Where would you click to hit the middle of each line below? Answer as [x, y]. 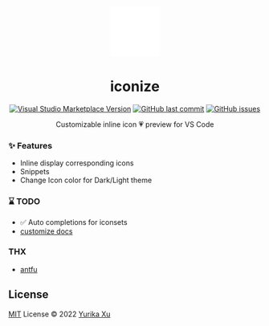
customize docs [46, 231]
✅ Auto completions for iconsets [73, 222]
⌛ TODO [24, 202]
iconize [135, 87]
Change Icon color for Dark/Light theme [86, 180]
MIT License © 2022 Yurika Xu [59, 314]
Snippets [35, 172]
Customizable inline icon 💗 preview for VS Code [135, 124]
